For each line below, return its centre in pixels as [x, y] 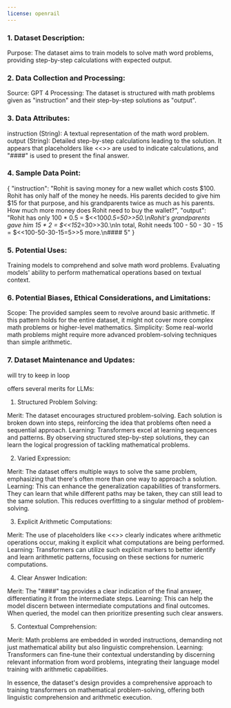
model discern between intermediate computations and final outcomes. [109, 606]
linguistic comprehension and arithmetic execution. [80, 697]
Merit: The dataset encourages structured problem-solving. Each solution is [115, 415]
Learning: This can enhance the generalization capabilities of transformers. [114, 486]
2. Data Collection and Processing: [66, 78]
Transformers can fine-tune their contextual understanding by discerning [111, 654]
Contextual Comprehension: [57, 626]
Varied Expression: [44, 458]
